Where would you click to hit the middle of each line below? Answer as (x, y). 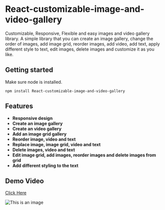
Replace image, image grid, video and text (56, 144)
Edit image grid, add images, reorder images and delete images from (84, 155)
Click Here (16, 193)
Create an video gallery (37, 129)
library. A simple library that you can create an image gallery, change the (79, 39)
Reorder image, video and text (44, 139)
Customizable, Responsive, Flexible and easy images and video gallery (78, 33)
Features (19, 106)
